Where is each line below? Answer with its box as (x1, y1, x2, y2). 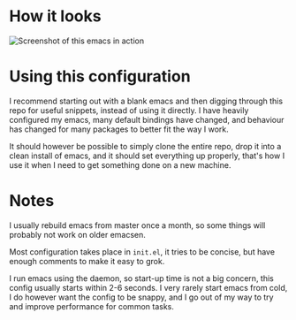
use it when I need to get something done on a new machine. (9, 159, 231, 170)
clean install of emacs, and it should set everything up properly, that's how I (9, 150, 285, 161)
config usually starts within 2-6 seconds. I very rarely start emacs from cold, (9, 282, 288, 293)
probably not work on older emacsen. (9, 229, 146, 240)
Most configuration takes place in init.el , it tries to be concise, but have (9, 246, 276, 257)
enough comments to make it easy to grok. (9, 255, 165, 266)
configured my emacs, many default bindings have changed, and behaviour (9, 114, 285, 125)
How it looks (9, 6, 102, 27)
